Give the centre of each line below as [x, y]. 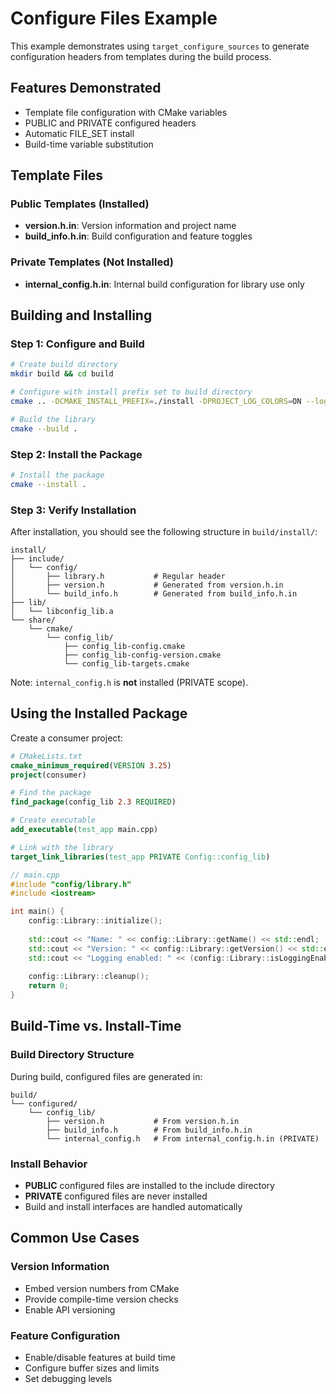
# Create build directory [64, 365]
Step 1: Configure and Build [77, 344]
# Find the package [51, 793]
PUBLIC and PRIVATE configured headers [110, 123]
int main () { [37, 912]
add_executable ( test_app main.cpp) [84, 830]
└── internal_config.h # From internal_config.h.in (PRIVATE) [183, 1138]
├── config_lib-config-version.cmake [142, 655]
